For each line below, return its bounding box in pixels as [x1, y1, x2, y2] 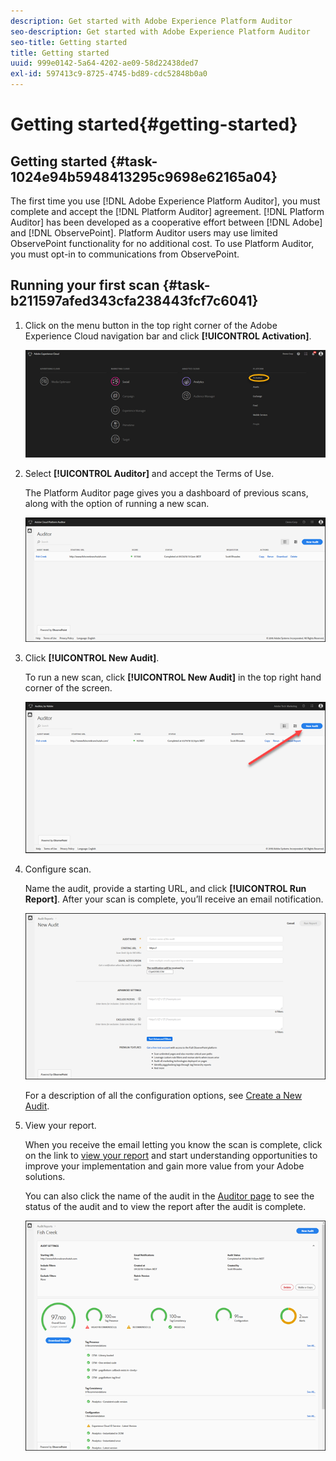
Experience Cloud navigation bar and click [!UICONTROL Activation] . [24, 330, 312, 342]
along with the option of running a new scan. [24, 498, 210, 510]
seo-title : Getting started [10, 37, 128, 47]
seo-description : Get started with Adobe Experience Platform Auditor [10, 26, 311, 37]
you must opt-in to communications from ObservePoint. [10, 248, 240, 260]
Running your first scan [10, 277, 160, 294]
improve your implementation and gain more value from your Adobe [24, 1160, 305, 1172]
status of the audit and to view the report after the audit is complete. [24, 1200, 307, 1212]
